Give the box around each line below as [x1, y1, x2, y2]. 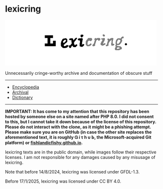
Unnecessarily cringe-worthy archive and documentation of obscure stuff [5, 70, 153, 76]
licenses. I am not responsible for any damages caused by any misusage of [5, 154, 156, 160]
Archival [12, 89, 29, 95]
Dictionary [12, 94, 33, 100]
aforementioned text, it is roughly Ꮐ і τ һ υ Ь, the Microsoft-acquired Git [5, 134, 152, 140]
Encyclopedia [12, 84, 40, 90]
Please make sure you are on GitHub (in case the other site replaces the [5, 129, 152, 135]
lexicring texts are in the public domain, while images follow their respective [5, 149, 157, 155]
